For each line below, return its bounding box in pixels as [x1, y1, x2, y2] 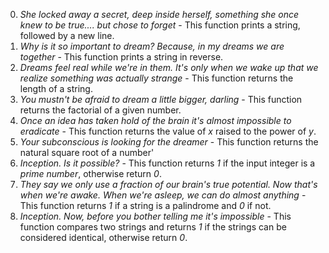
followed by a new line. [19, 30, 115, 41]
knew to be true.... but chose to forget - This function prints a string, [19, 19, 301, 31]
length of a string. [19, 83, 93, 94]
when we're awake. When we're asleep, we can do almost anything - [19, 189, 307, 201]
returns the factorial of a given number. [19, 104, 182, 116]
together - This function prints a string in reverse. [19, 51, 224, 63]
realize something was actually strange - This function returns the [19, 72, 294, 84]
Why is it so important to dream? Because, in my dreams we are [19, 40, 285, 52]
